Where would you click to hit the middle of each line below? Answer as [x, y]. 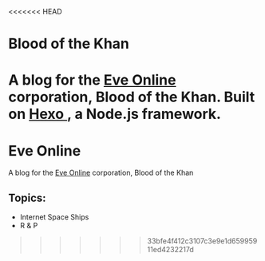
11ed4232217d [170, 250]
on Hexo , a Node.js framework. [115, 114]
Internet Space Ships [54, 217]
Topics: [27, 198]
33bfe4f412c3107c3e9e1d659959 [202, 241]
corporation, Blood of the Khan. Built [132, 97]
